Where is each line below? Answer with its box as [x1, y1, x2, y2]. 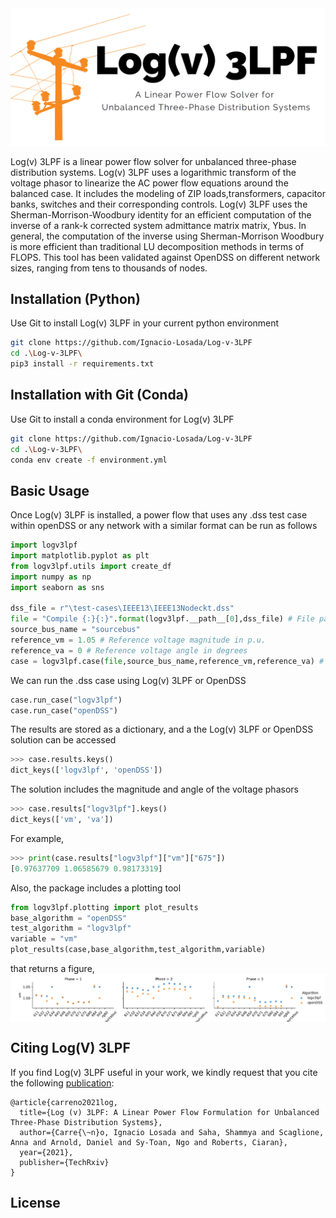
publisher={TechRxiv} [19, 1157, 110, 1167]
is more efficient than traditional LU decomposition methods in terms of [10, 240, 305, 252]
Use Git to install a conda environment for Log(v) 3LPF [10, 413, 235, 425]
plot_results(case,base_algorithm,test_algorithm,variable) [10, 945, 267, 955]
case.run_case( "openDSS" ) [10, 705, 118, 716]
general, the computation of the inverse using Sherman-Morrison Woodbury [10, 230, 325, 242]
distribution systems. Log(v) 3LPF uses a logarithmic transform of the [10, 166, 297, 178]
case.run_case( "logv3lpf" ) [10, 695, 123, 705]
